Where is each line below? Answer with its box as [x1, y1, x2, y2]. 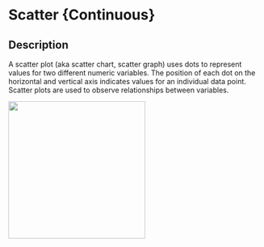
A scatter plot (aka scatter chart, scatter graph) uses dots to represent [8, 59, 242, 69]
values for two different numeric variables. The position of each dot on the [8, 68, 256, 78]
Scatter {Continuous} [8, 6, 156, 24]
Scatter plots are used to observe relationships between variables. [8, 85, 229, 95]
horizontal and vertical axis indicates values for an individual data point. [8, 77, 246, 86]
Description [8, 38, 69, 52]
